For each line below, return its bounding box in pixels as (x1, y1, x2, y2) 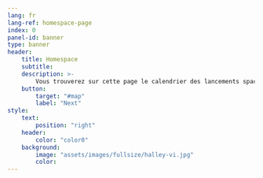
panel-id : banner (7, 33, 64, 42)
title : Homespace (21, 56, 79, 64)
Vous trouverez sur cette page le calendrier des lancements (35, 77, 240, 85)
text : (21, 114, 40, 122)
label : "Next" (35, 99, 82, 107)
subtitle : (21, 63, 54, 71)
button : (21, 84, 46, 93)
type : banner (7, 41, 50, 49)
